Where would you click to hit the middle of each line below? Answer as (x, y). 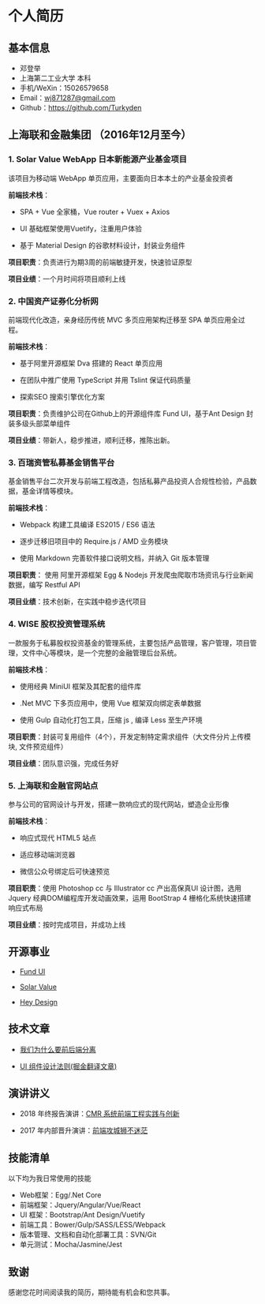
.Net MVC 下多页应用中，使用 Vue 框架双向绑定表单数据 (110, 703)
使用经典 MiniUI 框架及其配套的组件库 (80, 686)
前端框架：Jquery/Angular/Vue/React (80, 1205)
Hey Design (38, 1002)
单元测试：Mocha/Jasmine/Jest (71, 1245)
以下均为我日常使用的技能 (50, 1178)
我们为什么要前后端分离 (58, 1049)
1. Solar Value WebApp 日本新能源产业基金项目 (98, 159)
